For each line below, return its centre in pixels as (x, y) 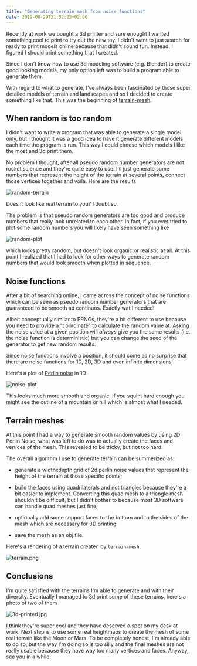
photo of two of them (32, 603)
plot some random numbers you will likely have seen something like (88, 228)
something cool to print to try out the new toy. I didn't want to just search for (98, 40)
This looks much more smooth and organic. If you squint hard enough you (95, 396)
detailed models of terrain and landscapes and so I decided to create (89, 94)
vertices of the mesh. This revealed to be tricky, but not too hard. (84, 447)
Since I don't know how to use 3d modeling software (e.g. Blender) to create (98, 64)
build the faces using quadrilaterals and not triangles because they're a (100, 487)
